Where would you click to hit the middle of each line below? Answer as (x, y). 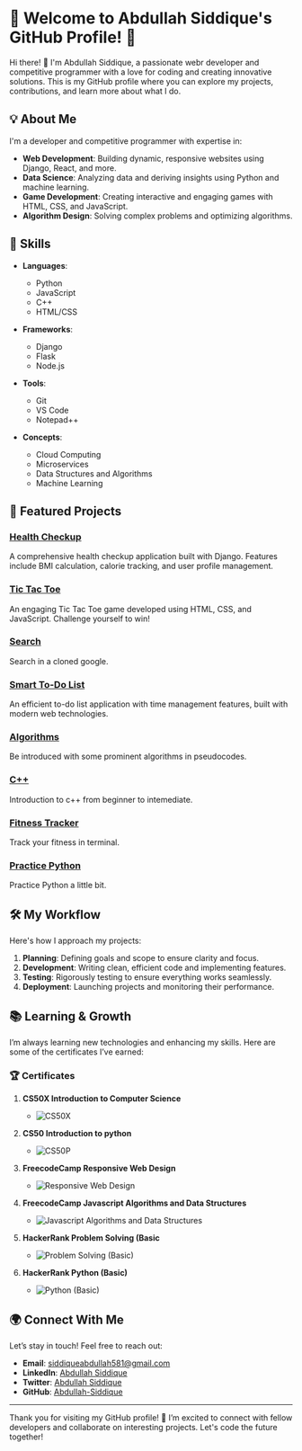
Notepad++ (57, 419)
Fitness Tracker (44, 823)
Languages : (45, 265)
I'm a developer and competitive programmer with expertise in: (126, 141)
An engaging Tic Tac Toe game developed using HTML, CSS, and (130, 609)
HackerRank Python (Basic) (75, 1273)
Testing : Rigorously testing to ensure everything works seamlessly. (147, 977)
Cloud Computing (68, 454)
